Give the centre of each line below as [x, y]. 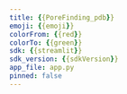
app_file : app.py [42, 68]
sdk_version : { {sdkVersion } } [64, 59]
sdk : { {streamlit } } [46, 51]
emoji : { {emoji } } [42, 26]
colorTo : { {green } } [46, 43]
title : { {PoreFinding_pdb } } [62, 17]
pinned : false [36, 76]
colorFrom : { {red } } [46, 34]
